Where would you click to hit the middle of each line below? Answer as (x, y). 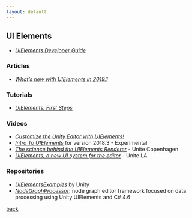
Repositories (25, 171)
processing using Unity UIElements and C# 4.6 (73, 197)
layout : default (26, 12)
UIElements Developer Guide (50, 50)
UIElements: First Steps (44, 108)
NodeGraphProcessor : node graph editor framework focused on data (100, 190)
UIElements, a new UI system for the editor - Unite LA (81, 156)
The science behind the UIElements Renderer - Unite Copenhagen (97, 149)
